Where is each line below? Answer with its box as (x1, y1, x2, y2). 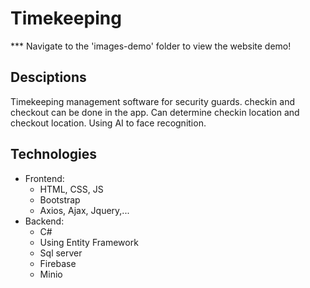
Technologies (10, 146, 98, 163)
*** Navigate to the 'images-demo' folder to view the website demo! (10, 40, 292, 52)
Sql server (39, 247, 83, 259)
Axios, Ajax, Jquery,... (39, 204, 130, 216)
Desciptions (10, 69, 87, 86)
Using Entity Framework (39, 236, 139, 248)
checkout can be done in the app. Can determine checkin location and (10, 106, 300, 118)
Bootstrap (39, 193, 81, 206)
